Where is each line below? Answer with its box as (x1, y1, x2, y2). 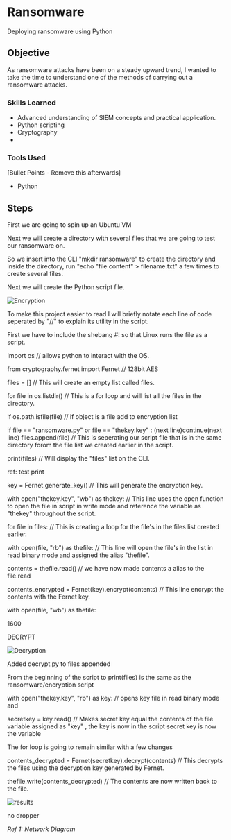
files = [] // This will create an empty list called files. (7, 379, 155, 387)
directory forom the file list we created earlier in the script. (7, 441, 174, 449)
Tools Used (7, 153, 46, 162)
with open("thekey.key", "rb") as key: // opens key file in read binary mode (7, 694, 220, 703)
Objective (7, 47, 51, 59)
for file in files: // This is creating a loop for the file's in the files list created (7, 523, 220, 531)
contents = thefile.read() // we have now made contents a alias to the (7, 565, 205, 573)
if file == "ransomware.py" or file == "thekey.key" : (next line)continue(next (7, 426, 222, 434)
